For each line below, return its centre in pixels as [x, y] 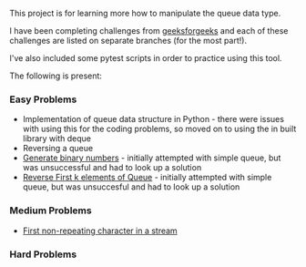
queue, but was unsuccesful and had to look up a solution [131, 187]
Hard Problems [43, 254]
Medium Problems [51, 211]
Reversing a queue [58, 149]
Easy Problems [43, 99]
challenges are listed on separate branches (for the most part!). [128, 41]
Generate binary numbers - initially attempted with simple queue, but [152, 158]
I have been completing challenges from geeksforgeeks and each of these [149, 31]
